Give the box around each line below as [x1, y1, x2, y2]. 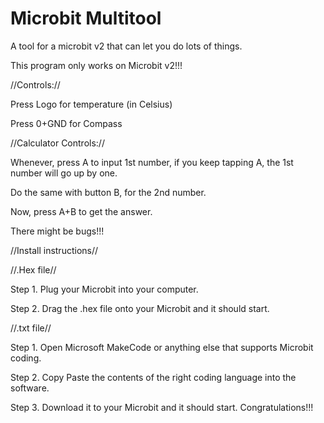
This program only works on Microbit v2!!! [10, 59, 183, 71]
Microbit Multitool [10, 7, 162, 30]
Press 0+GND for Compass [10, 117, 123, 129]
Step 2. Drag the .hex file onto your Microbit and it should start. [10, 302, 270, 314]
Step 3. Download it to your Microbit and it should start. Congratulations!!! [10, 401, 314, 413]
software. [10, 382, 50, 394]
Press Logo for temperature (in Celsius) [10, 98, 173, 110]
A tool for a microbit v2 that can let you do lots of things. [10, 40, 243, 52]
